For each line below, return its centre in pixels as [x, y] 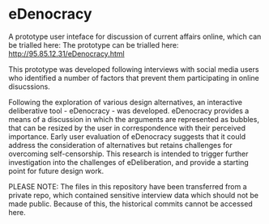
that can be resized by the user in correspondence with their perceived [127, 128]
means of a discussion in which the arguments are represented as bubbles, [134, 119]
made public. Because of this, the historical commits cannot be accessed [130, 204]
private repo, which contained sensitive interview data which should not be [134, 195]
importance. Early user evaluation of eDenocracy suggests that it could [127, 136]
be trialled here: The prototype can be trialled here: [94, 44]
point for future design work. [56, 171]
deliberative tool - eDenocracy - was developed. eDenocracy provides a [129, 111]
